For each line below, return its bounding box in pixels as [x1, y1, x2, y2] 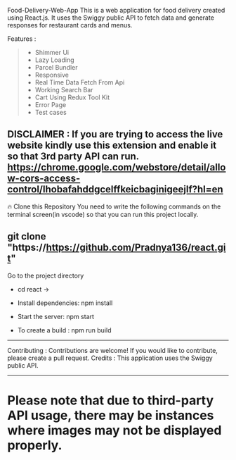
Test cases [34, 108, 67, 116]
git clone [7, 230, 47, 242]
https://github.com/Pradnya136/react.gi [46, 242, 226, 254]
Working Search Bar [34, 86, 93, 94]
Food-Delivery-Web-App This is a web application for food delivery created [7, 6, 225, 14]
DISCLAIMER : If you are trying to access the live [7, 128, 223, 140]
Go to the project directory [7, 271, 84, 280]
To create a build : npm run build [17, 325, 112, 334]
